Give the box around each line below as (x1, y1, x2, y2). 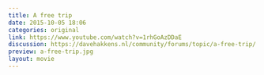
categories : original (8, 26, 80, 34)
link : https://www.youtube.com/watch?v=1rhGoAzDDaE (8, 33, 182, 41)
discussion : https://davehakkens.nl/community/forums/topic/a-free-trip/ (8, 41, 257, 48)
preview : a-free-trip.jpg (8, 48, 93, 55)
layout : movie (8, 55, 55, 63)
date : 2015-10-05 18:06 (8, 19, 87, 27)
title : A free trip (8, 11, 73, 20)
